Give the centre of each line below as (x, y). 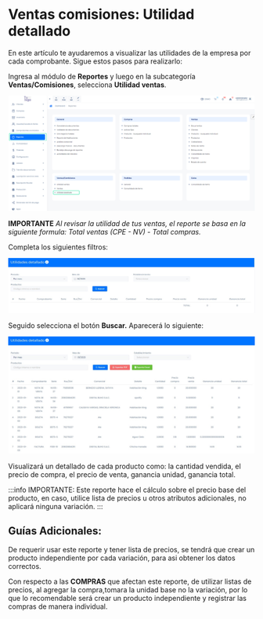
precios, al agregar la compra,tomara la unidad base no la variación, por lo (128, 590)
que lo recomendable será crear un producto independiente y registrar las (127, 599)
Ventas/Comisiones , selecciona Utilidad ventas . (87, 85)
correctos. (25, 566)
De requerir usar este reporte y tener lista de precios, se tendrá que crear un (131, 550)
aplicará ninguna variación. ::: (56, 506)
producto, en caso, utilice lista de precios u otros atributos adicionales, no (127, 498)
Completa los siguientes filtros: (58, 247)
